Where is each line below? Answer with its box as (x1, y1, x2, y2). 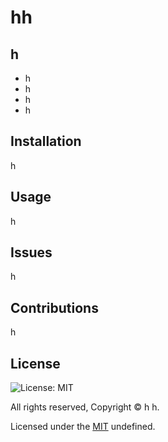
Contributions (10, 299, 99, 316)
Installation (10, 133, 82, 150)
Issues (10, 244, 53, 261)
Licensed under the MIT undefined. (10, 421, 156, 433)
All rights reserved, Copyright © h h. (10, 401, 160, 413)
